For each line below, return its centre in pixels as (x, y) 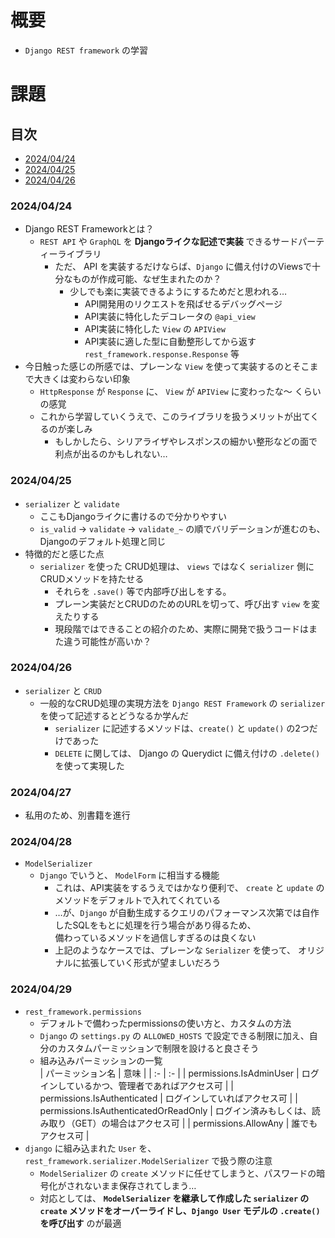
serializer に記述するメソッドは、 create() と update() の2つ (182, 728)
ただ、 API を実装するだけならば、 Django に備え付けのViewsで (183, 267)
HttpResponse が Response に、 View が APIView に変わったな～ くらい (180, 392)
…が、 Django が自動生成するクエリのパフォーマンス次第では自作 (187, 913)
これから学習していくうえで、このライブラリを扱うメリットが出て (175, 417)
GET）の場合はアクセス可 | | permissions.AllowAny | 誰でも (196, 1123)
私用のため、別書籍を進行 (77, 815)
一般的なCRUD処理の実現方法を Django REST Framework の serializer (182, 703)
